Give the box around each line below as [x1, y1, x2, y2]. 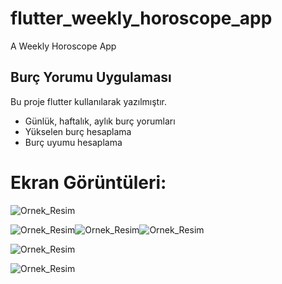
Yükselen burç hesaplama [24, 125, 132, 137]
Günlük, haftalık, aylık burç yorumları [24, 115, 176, 127]
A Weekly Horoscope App [10, 40, 117, 52]
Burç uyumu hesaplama [24, 136, 123, 148]
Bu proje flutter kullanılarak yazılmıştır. [10, 95, 168, 107]
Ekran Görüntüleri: [10, 171, 167, 194]
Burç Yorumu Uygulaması [10, 69, 172, 86]
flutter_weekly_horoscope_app [10, 7, 273, 30]
